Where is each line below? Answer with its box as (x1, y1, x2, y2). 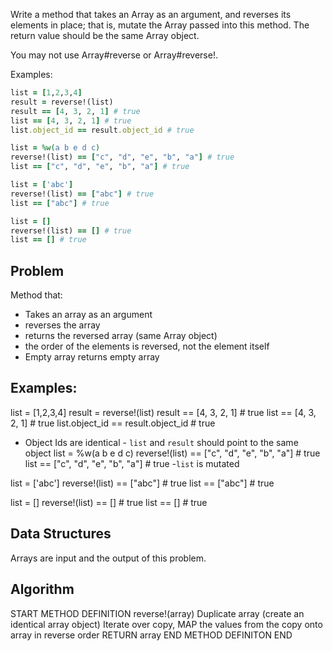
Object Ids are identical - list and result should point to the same (24, 436, 299, 448)
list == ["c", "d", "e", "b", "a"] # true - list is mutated (24, 457, 240, 469)
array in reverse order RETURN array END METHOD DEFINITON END (10, 629, 293, 641)
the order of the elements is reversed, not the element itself (24, 340, 270, 353)
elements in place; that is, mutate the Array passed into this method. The (10, 19, 310, 31)
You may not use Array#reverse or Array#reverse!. (10, 49, 218, 61)
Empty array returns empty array (24, 351, 160, 363)
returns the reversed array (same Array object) (24, 330, 218, 342)
